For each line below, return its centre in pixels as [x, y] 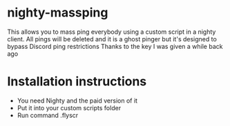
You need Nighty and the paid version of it [77, 101]
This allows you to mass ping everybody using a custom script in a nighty [112, 32]
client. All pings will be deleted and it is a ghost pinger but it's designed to [112, 39]
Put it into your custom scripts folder [69, 107]
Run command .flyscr [48, 115]
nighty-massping [58, 13]
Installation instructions [77, 82]
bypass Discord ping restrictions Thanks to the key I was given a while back [115, 46]
